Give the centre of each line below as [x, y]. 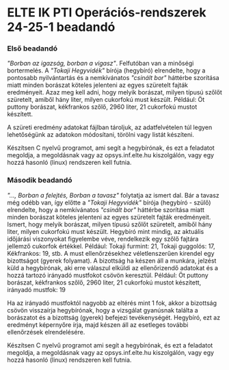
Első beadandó [32, 49]
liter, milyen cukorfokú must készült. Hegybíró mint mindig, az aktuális [106, 231]
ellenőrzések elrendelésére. [46, 332]
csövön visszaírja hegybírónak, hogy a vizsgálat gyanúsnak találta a [103, 310]
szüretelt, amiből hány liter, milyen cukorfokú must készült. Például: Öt [106, 100]
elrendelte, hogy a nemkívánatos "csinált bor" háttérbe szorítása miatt [106, 209]
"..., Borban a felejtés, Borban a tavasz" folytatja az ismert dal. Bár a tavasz [113, 195]
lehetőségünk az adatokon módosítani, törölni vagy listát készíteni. [101, 135]
